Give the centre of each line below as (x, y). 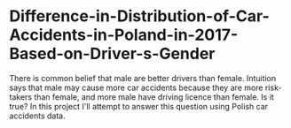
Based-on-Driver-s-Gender (112, 54)
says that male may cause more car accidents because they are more (136, 87)
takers (21, 97)
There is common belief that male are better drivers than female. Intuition (143, 78)
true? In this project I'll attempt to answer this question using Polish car (139, 106)
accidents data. (38, 116)
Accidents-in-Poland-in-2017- (124, 35)
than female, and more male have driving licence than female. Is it (154, 97)
